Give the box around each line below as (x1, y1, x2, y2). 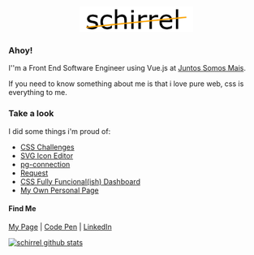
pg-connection (19, 159, 71, 169)
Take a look (8, 108, 54, 119)
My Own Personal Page (19, 185, 99, 195)
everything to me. (8, 88, 67, 97)
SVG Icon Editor (19, 150, 74, 160)
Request (19, 168, 49, 178)
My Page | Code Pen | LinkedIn (8, 222, 112, 231)
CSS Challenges (19, 142, 75, 152)
